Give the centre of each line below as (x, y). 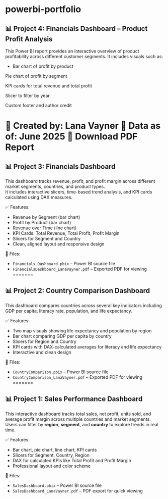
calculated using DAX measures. (39, 197)
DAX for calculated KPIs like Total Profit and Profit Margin (72, 460)
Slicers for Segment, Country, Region (51, 455)
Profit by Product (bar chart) (42, 222)
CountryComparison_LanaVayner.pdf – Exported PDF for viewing (77, 377)
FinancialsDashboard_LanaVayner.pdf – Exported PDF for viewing (80, 269)
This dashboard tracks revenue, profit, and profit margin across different (80, 181)
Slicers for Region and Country (44, 341)
